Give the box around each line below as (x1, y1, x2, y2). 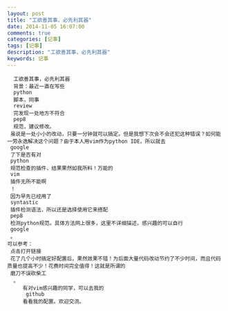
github (25, 290, 45, 298)
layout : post (7, 10, 45, 17)
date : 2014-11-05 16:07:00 (7, 23, 85, 30)
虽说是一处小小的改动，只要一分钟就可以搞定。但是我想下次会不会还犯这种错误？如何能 (10, 130, 221, 137)
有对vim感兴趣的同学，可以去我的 (22, 285, 104, 292)
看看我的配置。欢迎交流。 (22, 298, 85, 305)
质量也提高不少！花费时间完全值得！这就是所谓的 (7, 263, 126, 269)
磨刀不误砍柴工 (10, 269, 47, 277)
